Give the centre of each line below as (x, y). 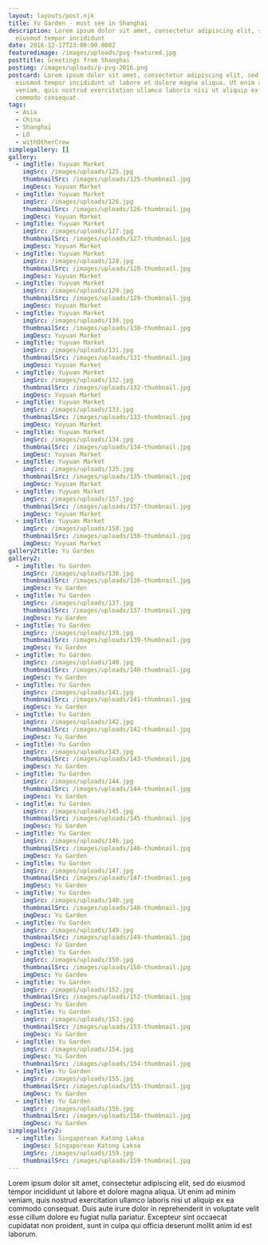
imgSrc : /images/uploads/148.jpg (78, 900)
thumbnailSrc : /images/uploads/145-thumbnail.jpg (107, 819)
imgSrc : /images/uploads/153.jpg (78, 1020)
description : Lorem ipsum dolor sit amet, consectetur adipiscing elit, (132, 30)
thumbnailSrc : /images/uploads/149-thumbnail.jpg (107, 938)
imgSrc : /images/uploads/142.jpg (78, 722)
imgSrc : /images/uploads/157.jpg (78, 499)
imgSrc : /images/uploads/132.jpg (78, 380)
